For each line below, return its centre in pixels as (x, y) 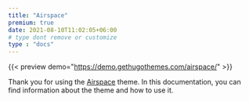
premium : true (31, 23)
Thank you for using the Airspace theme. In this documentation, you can (125, 82)
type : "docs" (31, 45)
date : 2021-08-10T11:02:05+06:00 (63, 30)
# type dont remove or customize (63, 37)
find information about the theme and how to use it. (91, 90)
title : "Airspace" (38, 15)
